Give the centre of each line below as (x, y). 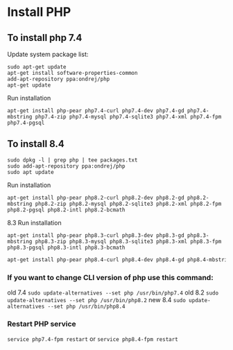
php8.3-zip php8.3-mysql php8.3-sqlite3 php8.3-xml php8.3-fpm (128, 241)
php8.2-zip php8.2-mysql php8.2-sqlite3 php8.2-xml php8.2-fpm (128, 204)
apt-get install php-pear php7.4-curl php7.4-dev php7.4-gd (96, 111)
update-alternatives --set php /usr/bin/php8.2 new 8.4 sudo (96, 299)
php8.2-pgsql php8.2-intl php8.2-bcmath (67, 210)
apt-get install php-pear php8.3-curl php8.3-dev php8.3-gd (96, 235)
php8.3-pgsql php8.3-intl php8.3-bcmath (67, 247)
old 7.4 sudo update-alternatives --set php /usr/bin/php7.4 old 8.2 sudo (113, 292)
